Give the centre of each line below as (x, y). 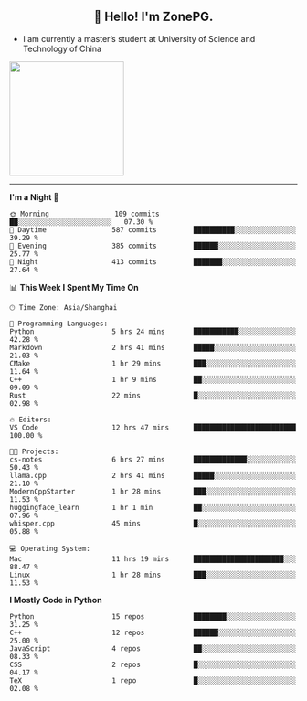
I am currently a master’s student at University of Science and (139, 38)
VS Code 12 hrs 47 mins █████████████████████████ (153, 427)
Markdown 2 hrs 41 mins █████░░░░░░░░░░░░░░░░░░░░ (153, 347)
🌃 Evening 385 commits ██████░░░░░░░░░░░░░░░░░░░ (153, 246)
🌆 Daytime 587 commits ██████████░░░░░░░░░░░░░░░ (153, 229)
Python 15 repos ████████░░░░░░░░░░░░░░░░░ (153, 616)
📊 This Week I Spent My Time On (74, 287)
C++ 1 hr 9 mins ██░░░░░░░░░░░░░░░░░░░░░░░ (153, 379)
